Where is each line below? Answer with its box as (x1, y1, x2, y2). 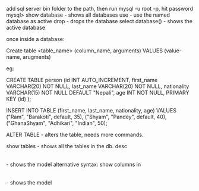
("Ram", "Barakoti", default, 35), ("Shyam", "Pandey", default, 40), (6, 113, 168, 120)
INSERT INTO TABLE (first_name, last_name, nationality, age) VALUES (6, 107, 177, 114)
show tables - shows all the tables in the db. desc (6, 143, 128, 149)
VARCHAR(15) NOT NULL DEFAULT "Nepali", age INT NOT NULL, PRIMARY (6, 89, 189, 96)
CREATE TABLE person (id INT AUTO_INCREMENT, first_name (6, 77, 158, 83)
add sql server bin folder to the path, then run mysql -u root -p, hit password (6, 5, 193, 12)
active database (6, 24, 46, 31)
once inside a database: (6, 36, 65, 42)
